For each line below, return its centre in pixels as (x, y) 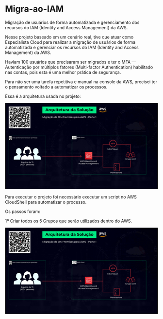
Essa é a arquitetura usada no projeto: (43, 96)
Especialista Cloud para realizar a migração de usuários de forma (70, 42)
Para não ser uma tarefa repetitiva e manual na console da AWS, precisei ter (81, 82)
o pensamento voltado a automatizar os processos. (56, 87)
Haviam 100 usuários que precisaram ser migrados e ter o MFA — (71, 62)
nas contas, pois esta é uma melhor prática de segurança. (63, 72)
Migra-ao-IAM (34, 9)
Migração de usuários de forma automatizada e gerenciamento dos (72, 22)
